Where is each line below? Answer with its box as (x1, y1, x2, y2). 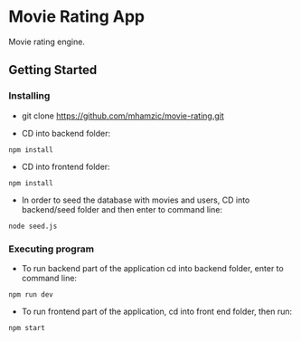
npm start (8, 323, 46, 332)
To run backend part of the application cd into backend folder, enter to (21, 262, 284, 273)
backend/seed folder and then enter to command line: (21, 204, 223, 214)
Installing (8, 90, 51, 102)
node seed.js (8, 222, 58, 231)
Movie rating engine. (8, 36, 85, 47)
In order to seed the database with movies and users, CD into (21, 194, 250, 205)
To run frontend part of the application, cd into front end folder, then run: (21, 306, 293, 317)
